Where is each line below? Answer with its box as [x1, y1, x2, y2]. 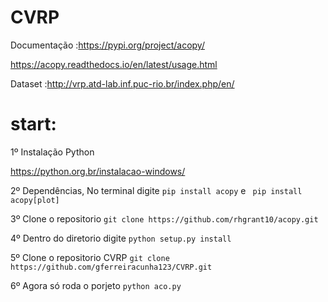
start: [10, 113, 57, 136]
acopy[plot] [10, 195, 60, 205]
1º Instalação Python [10, 146, 95, 158]
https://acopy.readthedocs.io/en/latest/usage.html [10, 58, 218, 70]
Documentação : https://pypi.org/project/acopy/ [10, 39, 205, 51]
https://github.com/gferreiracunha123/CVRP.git [10, 262, 213, 272]
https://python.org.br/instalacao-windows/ [10, 165, 186, 177]
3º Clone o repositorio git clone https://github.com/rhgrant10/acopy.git [10, 212, 319, 225]
